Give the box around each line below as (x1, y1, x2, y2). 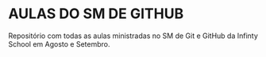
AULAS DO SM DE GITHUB (8, 5, 184, 23)
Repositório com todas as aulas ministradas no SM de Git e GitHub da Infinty (8, 31, 258, 40)
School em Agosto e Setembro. (8, 39, 110, 48)
